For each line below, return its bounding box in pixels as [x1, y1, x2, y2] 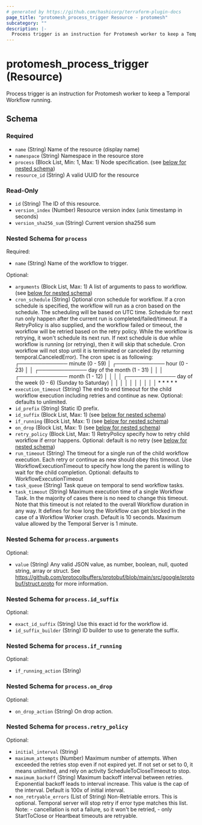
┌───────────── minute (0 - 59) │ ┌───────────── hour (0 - [14, 360, 188, 367]
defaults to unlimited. [14, 399, 67, 406]
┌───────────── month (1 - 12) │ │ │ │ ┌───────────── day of [14, 373, 193, 380]
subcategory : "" [6, 20, 47, 26]
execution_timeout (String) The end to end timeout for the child [14, 385, 172, 393]
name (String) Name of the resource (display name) [14, 145, 140, 153]
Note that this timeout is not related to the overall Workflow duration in [14, 501, 189, 508]
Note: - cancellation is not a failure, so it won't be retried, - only [14, 806, 173, 813]
